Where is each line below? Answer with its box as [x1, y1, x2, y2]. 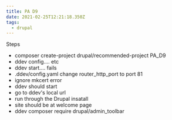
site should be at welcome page [14, 101, 92, 108]
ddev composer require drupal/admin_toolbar [14, 108, 124, 115]
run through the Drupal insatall [14, 96, 89, 103]
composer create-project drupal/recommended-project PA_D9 [14, 52, 166, 59]
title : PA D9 [6, 8, 38, 15]
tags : [6, 19, 19, 25]
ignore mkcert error [14, 77, 62, 84]
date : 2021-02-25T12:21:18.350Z [6, 14, 85, 20]
